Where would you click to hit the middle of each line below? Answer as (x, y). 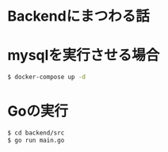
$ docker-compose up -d (47, 77)
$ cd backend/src (36, 133)
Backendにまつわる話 (78, 16)
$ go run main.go (36, 140)
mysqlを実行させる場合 (84, 55)
